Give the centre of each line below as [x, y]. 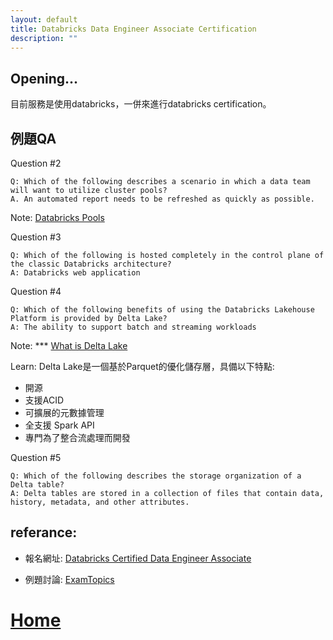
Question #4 [36, 291]
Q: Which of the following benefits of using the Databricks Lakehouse [162, 310]
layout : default [44, 19]
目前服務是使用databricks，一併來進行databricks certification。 [141, 104]
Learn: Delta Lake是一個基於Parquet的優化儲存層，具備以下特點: [142, 366]
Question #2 [36, 163]
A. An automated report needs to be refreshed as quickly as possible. [162, 199]
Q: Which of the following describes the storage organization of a [156, 476]
